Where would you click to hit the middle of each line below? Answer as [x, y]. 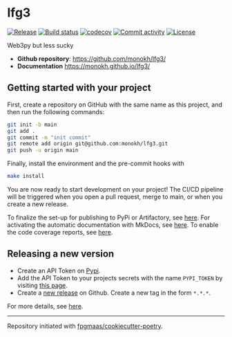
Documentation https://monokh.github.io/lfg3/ [84, 66]
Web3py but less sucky [40, 45]
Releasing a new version [61, 254]
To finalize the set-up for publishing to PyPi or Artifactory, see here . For [109, 217]
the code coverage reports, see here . [60, 232]
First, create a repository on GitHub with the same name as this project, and [115, 104]
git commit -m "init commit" [49, 137]
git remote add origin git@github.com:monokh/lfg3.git [88, 144]
